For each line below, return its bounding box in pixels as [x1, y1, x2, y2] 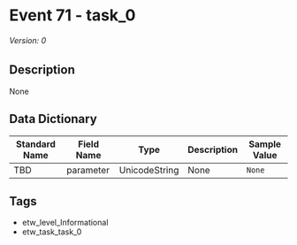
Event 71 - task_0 [9, 5, 136, 26]
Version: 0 [9, 34, 47, 45]
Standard [16, 138, 56, 150]
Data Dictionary [9, 111, 97, 126]
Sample [248, 138, 281, 150]
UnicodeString [118, 164, 179, 176]
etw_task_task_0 [21, 226, 82, 237]
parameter [65, 164, 110, 176]
